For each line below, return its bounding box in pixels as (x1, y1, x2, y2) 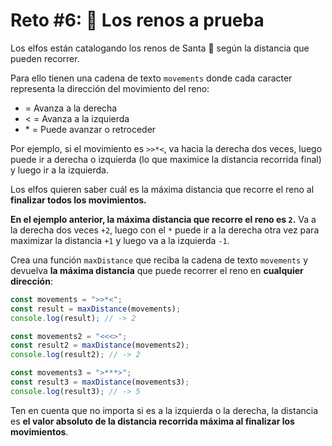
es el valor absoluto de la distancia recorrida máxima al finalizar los (10, 415, 295, 427)
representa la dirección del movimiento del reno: (10, 82, 210, 94)
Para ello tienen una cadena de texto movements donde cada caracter (10, 72, 293, 84)
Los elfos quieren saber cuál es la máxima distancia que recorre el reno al (10, 183, 315, 195)
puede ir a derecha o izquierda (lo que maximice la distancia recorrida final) (10, 153, 322, 165)
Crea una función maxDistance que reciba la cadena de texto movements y (10, 254, 309, 266)
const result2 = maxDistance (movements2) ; (10, 340, 190, 351)
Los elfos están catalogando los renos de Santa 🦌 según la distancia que (10, 42, 310, 54)
